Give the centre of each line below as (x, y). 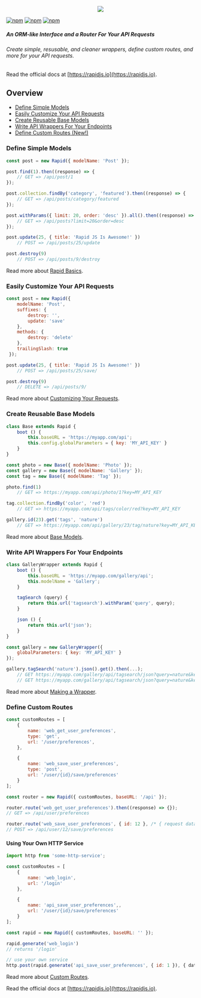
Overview (25, 93)
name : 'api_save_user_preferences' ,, (74, 905)
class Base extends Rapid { (41, 426)
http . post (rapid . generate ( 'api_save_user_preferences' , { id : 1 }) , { (96, 966)
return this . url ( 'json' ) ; (60, 625)
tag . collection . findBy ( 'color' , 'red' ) (56, 503)
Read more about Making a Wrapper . (51, 691)
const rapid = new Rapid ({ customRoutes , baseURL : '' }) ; (80, 933)
